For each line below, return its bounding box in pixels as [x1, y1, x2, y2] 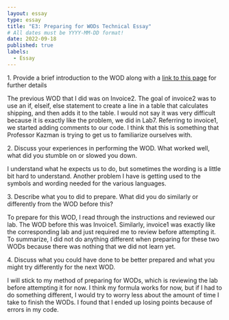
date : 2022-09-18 [7, 36, 57, 43]
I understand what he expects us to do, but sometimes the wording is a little [7, 164, 221, 172]
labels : [7, 49, 29, 56]
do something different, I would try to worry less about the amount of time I [7, 290, 219, 299]
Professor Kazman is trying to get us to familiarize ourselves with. [7, 130, 193, 139]
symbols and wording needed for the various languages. [7, 179, 167, 187]
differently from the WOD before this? [7, 200, 113, 208]
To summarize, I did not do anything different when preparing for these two [7, 235, 219, 243]
